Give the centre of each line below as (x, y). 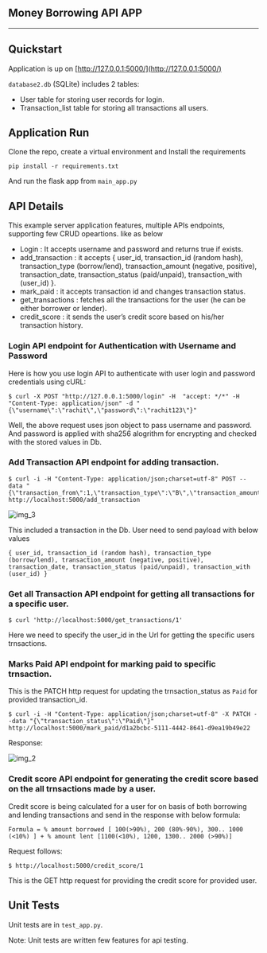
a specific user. (39, 604)
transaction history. (51, 325)
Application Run (49, 133)
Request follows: (35, 851)
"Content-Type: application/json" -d (71, 403)
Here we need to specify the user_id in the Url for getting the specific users (132, 635)
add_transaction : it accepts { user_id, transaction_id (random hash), (132, 258)
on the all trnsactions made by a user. (82, 789)
